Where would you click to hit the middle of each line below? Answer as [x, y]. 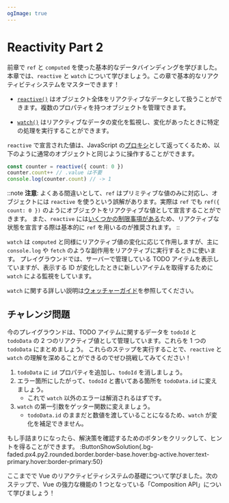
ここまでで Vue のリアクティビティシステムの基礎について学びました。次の [112, 476]
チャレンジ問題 [39, 314]
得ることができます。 [49, 447]
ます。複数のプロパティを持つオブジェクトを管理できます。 [106, 107]
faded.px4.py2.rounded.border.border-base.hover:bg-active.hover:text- [108, 454]
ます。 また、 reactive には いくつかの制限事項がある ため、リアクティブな [116, 219]
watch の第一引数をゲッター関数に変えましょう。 [85, 407]
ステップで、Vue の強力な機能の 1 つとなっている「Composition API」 [105, 484]
